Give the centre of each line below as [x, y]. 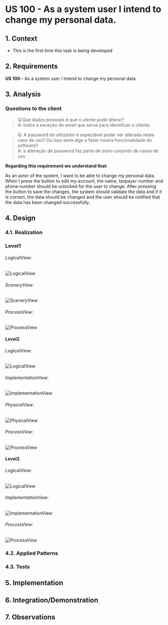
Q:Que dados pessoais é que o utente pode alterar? [71, 120]
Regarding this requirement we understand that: [56, 166]
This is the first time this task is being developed [62, 51]
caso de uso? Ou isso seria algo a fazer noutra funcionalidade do [85, 140]
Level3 [13, 459]
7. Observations [30, 617]
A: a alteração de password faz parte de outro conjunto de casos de [88, 151]
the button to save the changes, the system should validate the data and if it [83, 192]
